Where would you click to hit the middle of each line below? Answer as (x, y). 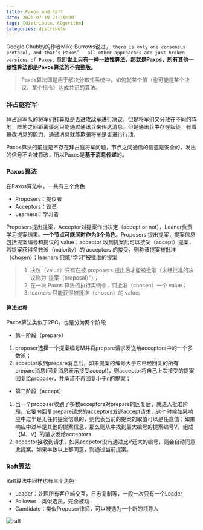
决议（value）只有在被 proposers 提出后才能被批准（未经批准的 (109, 270)
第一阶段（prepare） (41, 335)
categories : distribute (36, 29)
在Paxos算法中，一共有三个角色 (46, 186)
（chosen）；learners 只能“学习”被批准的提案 (62, 257)
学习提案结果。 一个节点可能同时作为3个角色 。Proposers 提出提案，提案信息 (101, 234)
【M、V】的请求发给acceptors (53, 434)
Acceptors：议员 (36, 206)
